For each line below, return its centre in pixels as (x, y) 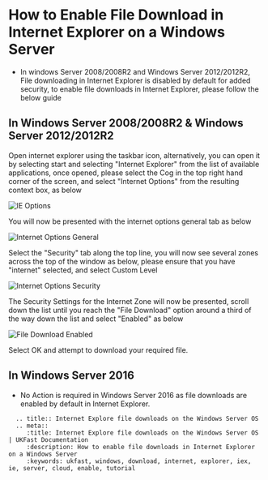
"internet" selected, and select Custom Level (83, 270)
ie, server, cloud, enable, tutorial (72, 468)
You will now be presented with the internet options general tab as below (130, 221)
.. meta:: (32, 426)
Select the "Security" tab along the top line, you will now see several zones (134, 252)
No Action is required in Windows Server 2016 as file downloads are (134, 395)
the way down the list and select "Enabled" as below (96, 319)
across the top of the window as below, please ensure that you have (122, 261)
